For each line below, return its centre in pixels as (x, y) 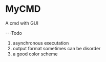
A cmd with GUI (22, 23)
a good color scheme (35, 54)
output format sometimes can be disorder (57, 48)
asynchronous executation (41, 43)
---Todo (14, 33)
